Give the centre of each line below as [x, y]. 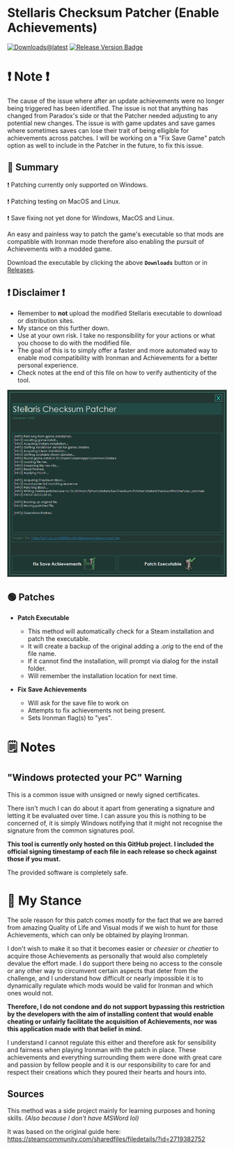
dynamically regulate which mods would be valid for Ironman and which [110, 985]
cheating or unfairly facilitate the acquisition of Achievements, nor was [112, 1021]
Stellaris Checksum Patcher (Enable [113, 13]
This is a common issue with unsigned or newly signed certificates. [104, 794]
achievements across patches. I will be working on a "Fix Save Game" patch [116, 138]
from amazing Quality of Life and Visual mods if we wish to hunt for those [112, 927]
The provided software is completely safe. [68, 872]
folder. [37, 668]
